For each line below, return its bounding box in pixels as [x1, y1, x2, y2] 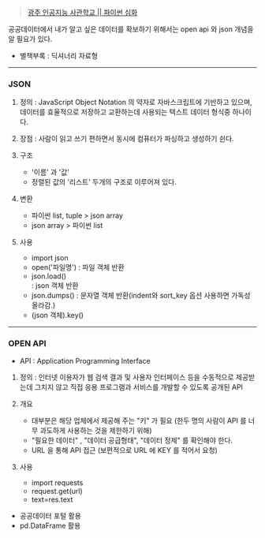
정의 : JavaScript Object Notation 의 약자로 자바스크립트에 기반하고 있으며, [19, 98, 252, 107]
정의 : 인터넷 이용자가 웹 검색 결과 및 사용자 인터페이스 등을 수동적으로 [19, 372, 234, 382]
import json [31, 253, 69, 263]
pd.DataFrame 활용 [19, 521, 81, 530]
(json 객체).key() [31, 311, 84, 320]
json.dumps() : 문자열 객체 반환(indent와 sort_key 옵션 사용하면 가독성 [31, 291, 251, 301]
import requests [31, 477, 84, 488]
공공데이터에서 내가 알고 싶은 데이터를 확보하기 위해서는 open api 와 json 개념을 [8, 24, 254, 34]
